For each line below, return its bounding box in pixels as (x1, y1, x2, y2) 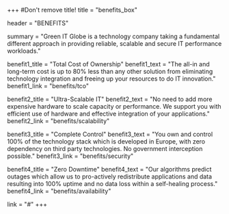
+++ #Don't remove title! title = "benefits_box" (7, 6, 138, 14)
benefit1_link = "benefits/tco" (7, 82, 90, 90)
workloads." (7, 47, 41, 55)
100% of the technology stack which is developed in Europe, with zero (7, 137, 206, 146)
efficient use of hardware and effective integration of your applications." (7, 109, 210, 118)
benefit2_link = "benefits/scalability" (7, 117, 110, 125)
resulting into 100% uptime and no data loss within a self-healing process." (7, 180, 218, 187)
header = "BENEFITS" (7, 19, 69, 27)
